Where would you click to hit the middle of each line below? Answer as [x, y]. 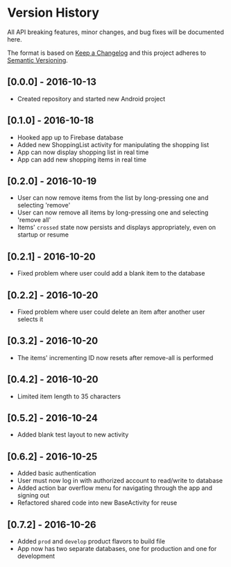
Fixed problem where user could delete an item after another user [111, 312]
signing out [33, 496]
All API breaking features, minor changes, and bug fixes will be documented [115, 32]
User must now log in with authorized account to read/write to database [120, 481]
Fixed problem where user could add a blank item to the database [111, 273]
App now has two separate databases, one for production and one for [117, 549]
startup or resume [43, 235]
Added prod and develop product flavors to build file [91, 541]
